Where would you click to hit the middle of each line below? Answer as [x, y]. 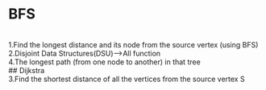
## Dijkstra [27, 70]
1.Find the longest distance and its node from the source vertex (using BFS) [133, 44]
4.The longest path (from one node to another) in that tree [105, 62]
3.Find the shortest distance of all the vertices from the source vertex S [127, 79]
